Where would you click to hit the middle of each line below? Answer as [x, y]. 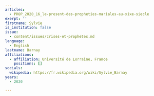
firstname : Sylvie [24, 23]
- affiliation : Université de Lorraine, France [59, 59]
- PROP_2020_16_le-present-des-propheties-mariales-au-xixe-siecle [79, 14]
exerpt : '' [16, 18]
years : [12, 77]
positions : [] [28, 64]
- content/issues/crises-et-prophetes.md [52, 37]
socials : [14, 68]
